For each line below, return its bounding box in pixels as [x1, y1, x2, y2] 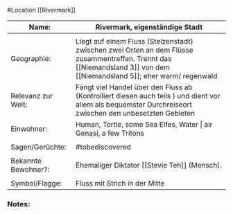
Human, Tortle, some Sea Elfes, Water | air [75, 120, 213, 129]
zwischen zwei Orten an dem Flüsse [75, 45, 193, 55]
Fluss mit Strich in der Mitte [75, 179, 165, 188]
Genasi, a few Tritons [75, 128, 144, 138]
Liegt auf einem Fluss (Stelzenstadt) [75, 37, 193, 46]
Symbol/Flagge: [10, 179, 62, 188]
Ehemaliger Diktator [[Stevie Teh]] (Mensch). [75, 161, 222, 170]
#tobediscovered [75, 142, 132, 152]
